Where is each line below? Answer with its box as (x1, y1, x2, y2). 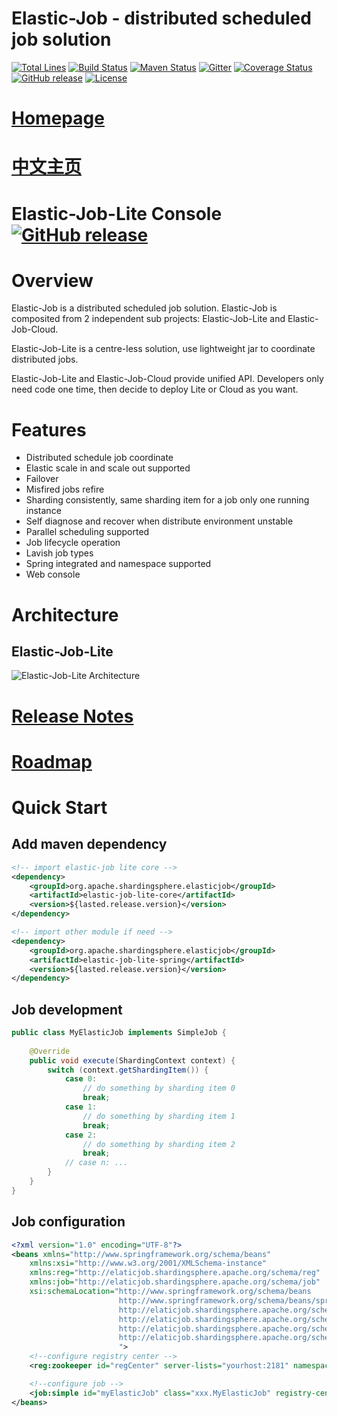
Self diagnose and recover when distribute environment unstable (25, 515, 294, 527)
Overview (11, 269, 94, 292)
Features (11, 418, 87, 441)
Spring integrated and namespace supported (25, 558, 212, 570)
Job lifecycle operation (25, 537, 121, 549)
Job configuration (11, 1213, 126, 1231)
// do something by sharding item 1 (82, 1111, 236, 1121)
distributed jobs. (11, 353, 79, 366)
